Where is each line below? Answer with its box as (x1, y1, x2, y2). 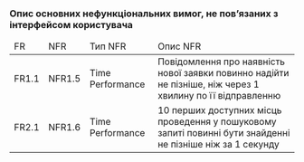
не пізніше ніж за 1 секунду (157, 138, 280, 151)
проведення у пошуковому (157, 116, 278, 129)
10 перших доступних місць (157, 104, 282, 117)
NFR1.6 (48, 121, 81, 134)
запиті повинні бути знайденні (157, 127, 290, 139)
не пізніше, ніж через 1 (157, 78, 260, 91)
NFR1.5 (48, 72, 81, 85)
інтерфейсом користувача (9, 18, 134, 31)
